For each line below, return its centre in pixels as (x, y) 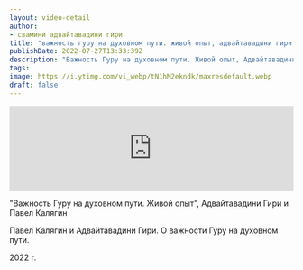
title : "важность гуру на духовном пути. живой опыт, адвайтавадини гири (151, 43)
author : (24, 26)
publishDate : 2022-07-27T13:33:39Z (76, 51)
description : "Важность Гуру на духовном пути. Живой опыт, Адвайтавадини (153, 60)
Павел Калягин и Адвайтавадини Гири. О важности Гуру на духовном (144, 230)
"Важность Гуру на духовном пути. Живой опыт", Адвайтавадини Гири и (149, 203)
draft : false (34, 85)
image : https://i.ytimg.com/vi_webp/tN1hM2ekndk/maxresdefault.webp (141, 77)
